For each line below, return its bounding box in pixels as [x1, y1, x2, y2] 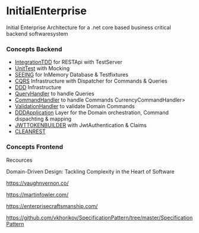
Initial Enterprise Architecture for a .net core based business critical [6, 24, 171, 31]
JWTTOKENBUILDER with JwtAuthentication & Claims [14, 122, 147, 129]
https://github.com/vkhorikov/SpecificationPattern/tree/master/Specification [6, 214, 193, 221]
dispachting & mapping [14, 115, 72, 122]
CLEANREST [14, 128, 46, 135]
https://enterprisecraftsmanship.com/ [6, 202, 98, 209]
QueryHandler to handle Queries [14, 90, 94, 97]
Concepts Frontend [6, 143, 64, 151]
